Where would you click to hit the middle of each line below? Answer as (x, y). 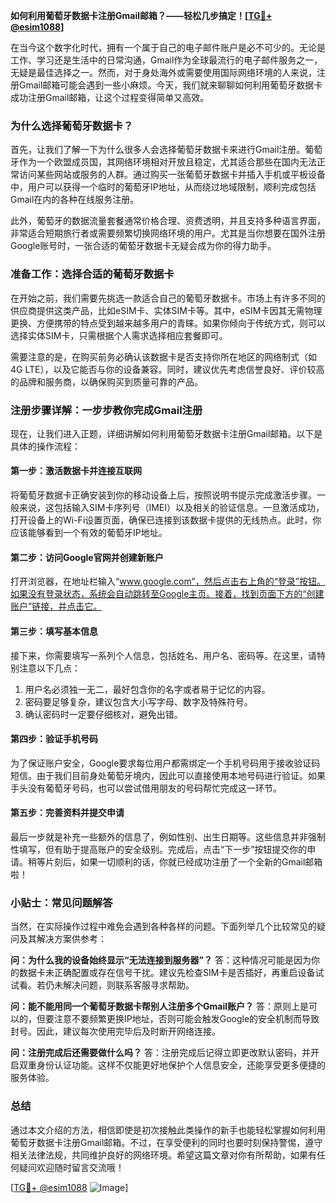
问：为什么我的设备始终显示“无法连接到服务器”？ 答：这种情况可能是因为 (161, 960)
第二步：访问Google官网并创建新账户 (87, 557)
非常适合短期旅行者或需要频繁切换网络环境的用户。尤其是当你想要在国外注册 (168, 233)
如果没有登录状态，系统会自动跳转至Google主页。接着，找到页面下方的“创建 (167, 594)
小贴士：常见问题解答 (61, 902)
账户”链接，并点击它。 (56, 606)
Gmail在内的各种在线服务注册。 (75, 200)
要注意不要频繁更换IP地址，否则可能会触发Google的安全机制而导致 (182, 1019)
